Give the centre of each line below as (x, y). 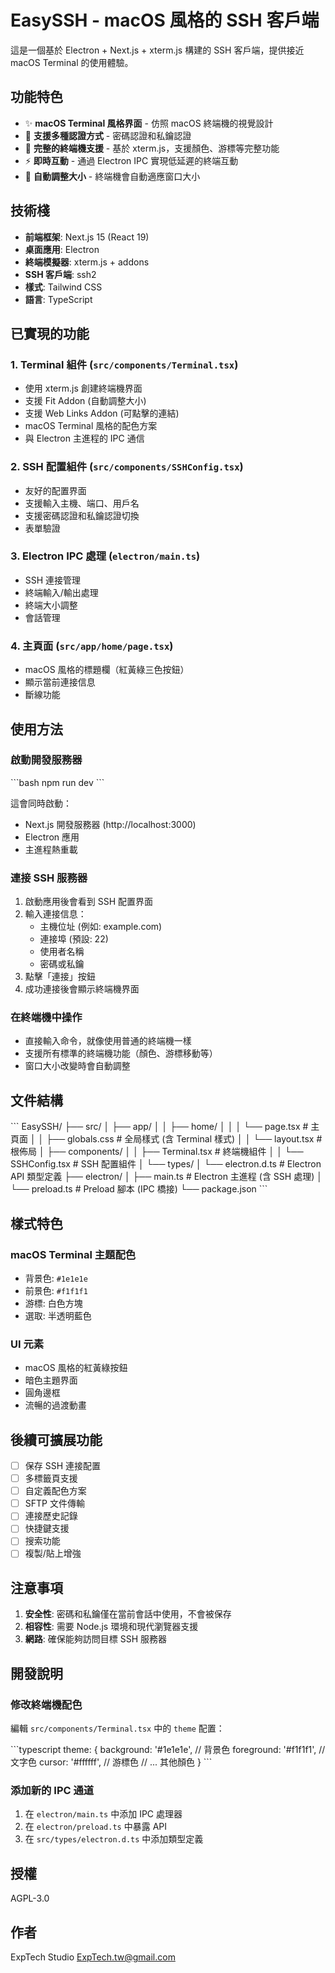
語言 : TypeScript (58, 299)
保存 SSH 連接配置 (63, 1466)
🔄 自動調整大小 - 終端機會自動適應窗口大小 (112, 176)
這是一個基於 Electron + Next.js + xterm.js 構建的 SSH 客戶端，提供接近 (157, 50)
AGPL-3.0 (30, 1898)
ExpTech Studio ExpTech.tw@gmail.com (93, 1957)
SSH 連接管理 (53, 580)
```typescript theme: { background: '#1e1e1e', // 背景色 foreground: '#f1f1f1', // (168, 1750)
